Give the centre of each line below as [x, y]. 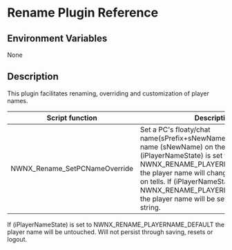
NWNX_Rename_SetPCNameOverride [72, 168]
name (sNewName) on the [183, 147]
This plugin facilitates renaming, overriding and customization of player [108, 93]
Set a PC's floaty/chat [175, 130]
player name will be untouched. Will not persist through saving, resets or [110, 232]
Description [33, 77]
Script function [72, 118]
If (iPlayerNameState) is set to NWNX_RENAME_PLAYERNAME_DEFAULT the [116, 224]
